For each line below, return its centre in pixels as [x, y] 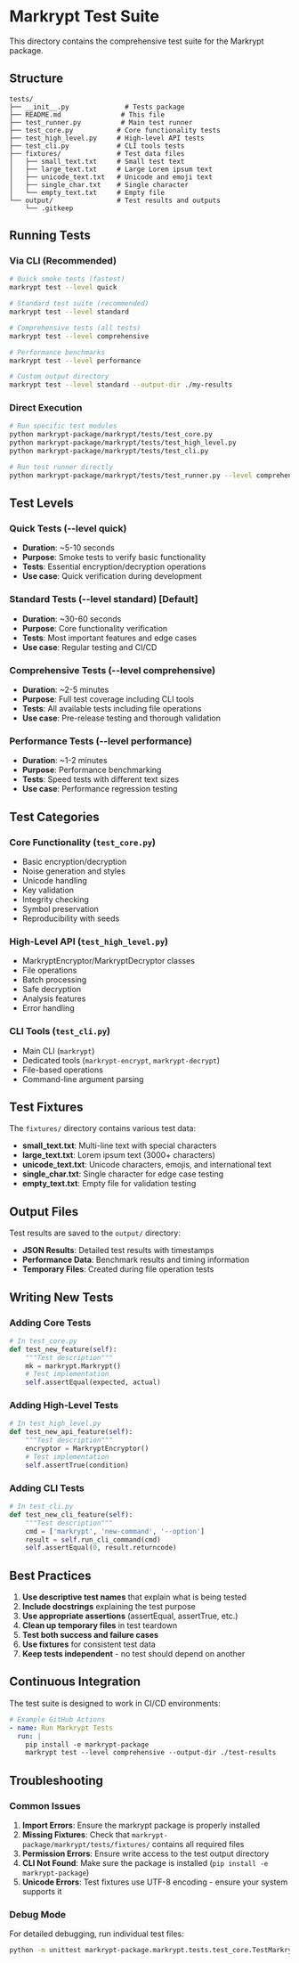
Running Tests [50, 236]
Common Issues [45, 1805]
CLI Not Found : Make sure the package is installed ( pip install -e [145, 1862]
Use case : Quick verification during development [112, 576]
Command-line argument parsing [83, 1079]
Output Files [44, 1212]
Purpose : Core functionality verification [95, 628]
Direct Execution [46, 408]
